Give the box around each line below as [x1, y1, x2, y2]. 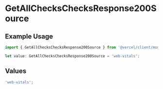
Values [5, 67, 27, 75]
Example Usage [5, 32, 53, 40]
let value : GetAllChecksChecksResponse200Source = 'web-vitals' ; [5, 53, 140, 58]
